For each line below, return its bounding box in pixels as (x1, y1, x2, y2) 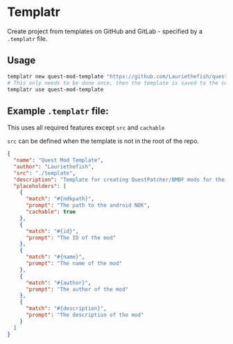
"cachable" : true (25, 209, 76, 216)
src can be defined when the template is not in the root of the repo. (7, 137, 200, 146)
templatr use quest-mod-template (7, 86, 104, 93)
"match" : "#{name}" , (25, 254, 85, 261)
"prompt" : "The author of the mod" (25, 286, 129, 293)
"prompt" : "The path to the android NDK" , (25, 202, 150, 209)
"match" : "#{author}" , (25, 279, 92, 286)
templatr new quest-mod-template (7, 73, 104, 80)
